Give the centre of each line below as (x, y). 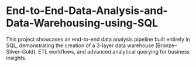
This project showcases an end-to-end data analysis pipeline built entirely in (98, 39)
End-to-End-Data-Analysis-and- (87, 11)
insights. (16, 58)
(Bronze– (166, 45)
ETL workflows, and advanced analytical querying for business (114, 51)
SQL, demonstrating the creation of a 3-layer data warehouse (80, 45)
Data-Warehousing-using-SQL (82, 23)
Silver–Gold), (21, 51)
